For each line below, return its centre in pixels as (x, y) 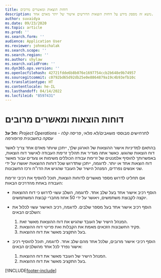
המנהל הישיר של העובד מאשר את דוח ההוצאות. (63, 256)
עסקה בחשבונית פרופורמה (29, 138)
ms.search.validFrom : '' (30, 64)
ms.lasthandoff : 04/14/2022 (34, 91)
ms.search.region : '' (27, 55)
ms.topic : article (24, 28)
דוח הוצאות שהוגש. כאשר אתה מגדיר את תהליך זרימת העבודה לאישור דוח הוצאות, (80, 153)
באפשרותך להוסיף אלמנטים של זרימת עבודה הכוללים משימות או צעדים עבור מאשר (80, 158)
